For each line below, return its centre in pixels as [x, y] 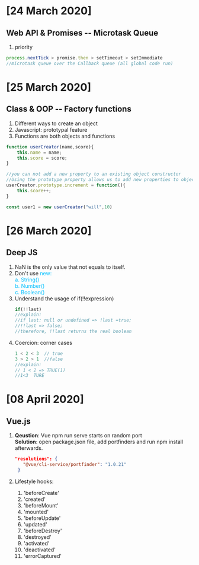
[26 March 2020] [49, 231]
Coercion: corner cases [44, 342]
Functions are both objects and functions [65, 136]
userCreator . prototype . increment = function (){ [66, 185]
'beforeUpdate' [42, 518]
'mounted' [36, 512]
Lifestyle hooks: [34, 481]
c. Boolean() [30, 292]
